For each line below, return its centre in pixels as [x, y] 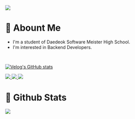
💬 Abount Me [33, 28]
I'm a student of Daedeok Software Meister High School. [71, 42]
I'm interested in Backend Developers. [52, 47]
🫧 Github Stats [36, 98]
